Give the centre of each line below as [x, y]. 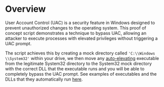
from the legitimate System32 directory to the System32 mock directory [79, 63]
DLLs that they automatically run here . [44, 79]
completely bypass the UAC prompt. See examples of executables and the [81, 74]
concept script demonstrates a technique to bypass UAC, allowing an [76, 33]
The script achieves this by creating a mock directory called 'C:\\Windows [80, 53]
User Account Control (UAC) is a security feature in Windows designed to [80, 23]
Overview [26, 9]
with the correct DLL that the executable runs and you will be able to [75, 69]
